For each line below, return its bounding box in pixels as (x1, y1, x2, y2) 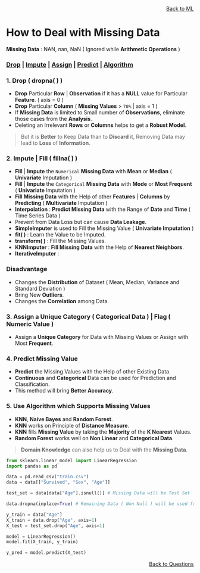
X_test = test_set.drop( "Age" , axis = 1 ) (6, 522, 105, 529)
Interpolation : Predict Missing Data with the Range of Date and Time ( (14, 205, 191, 213)
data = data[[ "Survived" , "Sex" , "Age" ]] (6, 479, 111, 485)
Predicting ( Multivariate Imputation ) (14, 200, 108, 207)
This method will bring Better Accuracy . (14, 387, 114, 394)
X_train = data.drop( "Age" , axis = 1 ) (6, 517, 97, 523)
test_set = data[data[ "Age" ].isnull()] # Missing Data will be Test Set (6, 490, 190, 496)
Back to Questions (149, 560, 194, 568)
